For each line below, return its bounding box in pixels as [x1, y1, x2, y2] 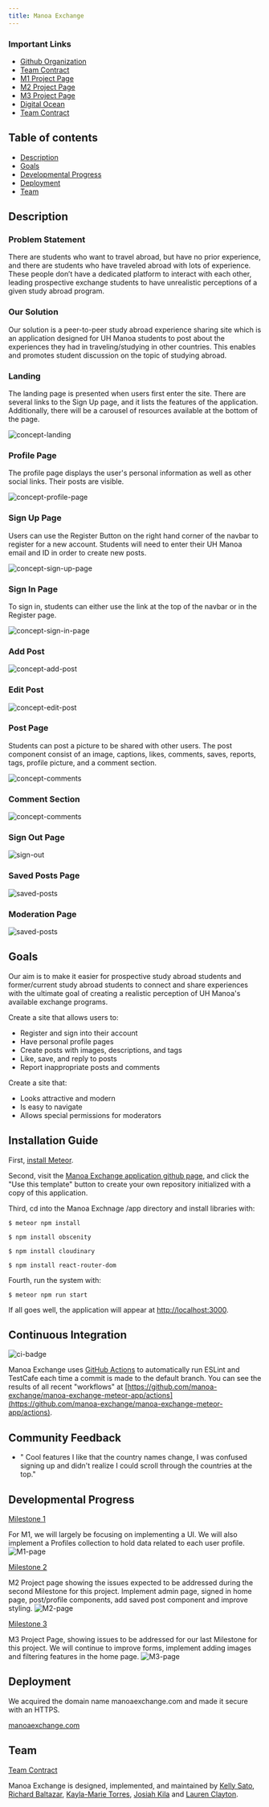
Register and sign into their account [19, 1028, 138, 1038]
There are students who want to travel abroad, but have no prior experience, [8, 252, 261, 262]
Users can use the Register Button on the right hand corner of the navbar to [8, 531, 259, 540]
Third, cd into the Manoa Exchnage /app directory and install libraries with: [8, 1203, 255, 1213]
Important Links [8, 38, 71, 49]
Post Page [8, 723, 49, 734]
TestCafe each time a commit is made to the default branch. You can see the [8, 1374, 262, 1383]
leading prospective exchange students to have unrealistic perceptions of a [8, 278, 258, 288]
